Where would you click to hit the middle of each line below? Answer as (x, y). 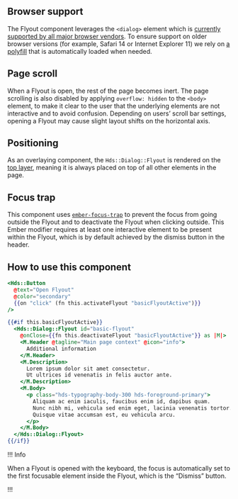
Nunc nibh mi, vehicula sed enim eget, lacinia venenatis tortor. (133, 408)
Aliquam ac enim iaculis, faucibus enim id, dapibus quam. (122, 401)
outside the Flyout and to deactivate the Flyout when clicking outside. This (116, 222)
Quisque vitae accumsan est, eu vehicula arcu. (104, 415)
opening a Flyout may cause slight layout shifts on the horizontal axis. (109, 120)
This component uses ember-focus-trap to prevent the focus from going (112, 215)
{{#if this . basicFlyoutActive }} (55, 323)
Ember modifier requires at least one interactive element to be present (110, 230)
